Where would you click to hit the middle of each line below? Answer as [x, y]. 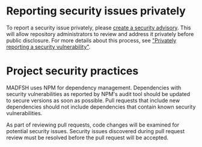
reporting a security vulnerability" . [48, 47]
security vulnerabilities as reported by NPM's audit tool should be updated [98, 94]
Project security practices [72, 71]
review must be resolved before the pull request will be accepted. [87, 137]
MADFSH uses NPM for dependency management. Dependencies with [94, 88]
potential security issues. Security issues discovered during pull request [96, 131]
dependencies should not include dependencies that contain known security [101, 107]
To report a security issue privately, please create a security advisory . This [99, 28]
